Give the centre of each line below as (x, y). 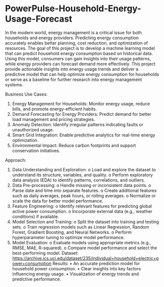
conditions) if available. (36, 216)
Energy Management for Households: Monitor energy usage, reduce (81, 104)
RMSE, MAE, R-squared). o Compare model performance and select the (85, 248)
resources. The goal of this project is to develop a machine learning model (80, 48)
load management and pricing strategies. (54, 119)
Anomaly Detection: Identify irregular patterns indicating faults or (78, 124)
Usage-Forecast (39, 19)
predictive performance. (36, 279)
